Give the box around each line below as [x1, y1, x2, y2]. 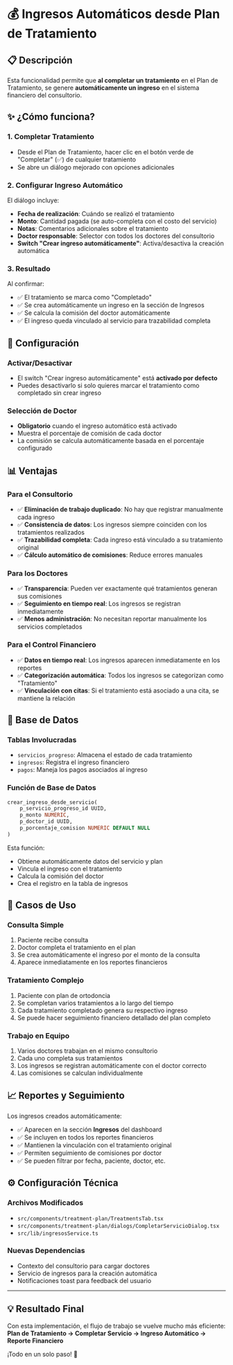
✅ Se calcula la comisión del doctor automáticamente [17, 309, 171, 317]
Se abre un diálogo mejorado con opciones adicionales [17, 163, 175, 171]
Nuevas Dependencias [7, 1246, 85, 1256]
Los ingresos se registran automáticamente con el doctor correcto [17, 1062, 207, 1070]
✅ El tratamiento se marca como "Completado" [17, 293, 153, 302]
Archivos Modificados [7, 1198, 84, 1208]
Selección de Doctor [7, 405, 78, 415]
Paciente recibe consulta [17, 936, 89, 944]
